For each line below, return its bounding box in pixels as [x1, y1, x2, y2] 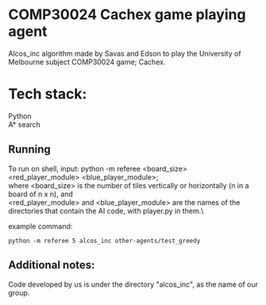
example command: [8, 221, 73, 231]
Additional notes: [8, 258, 95, 272]
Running [8, 143, 52, 156]
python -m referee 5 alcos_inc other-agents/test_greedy [8, 237, 201, 245]
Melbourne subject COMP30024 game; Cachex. [8, 57, 166, 67]
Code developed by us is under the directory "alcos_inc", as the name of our [8, 280, 259, 289]
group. [8, 288, 30, 297]
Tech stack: [8, 85, 87, 103]
